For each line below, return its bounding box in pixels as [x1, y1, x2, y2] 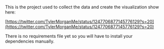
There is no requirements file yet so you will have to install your [5, 33, 133, 39]
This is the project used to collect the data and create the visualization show [5, 4, 159, 10]
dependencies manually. [5, 38, 55, 44]
